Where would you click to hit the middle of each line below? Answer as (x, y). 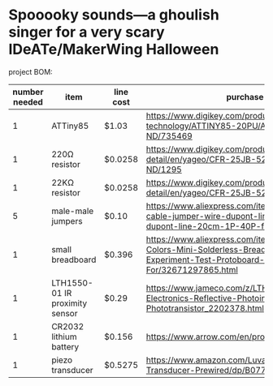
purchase (245, 96)
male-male (73, 211)
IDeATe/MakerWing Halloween (114, 49)
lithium (64, 337)
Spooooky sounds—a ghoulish (114, 15)
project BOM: (30, 71)
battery (65, 346)
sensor (65, 313)
